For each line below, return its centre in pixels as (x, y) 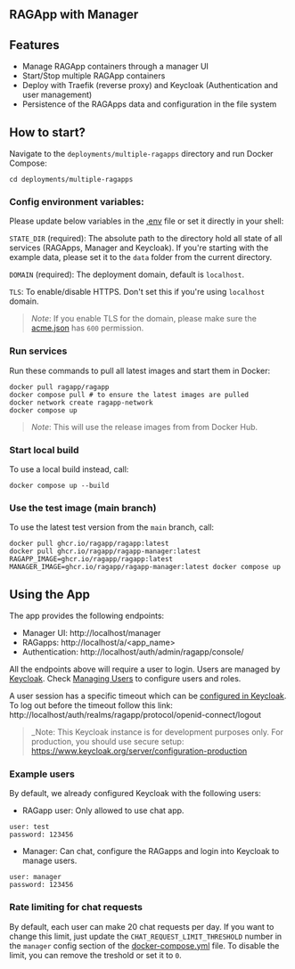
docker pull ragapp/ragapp (59, 387)
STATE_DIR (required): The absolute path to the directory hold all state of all (146, 239)
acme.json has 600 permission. (87, 328)
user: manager (36, 877)
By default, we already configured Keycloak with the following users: (135, 794)
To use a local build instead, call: (69, 469)
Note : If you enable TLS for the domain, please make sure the (143, 319)
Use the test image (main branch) (83, 508)
